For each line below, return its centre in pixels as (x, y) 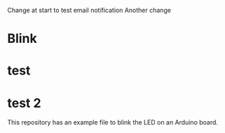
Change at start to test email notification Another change (89, 10)
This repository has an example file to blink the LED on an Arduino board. (113, 122)
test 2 (24, 103)
